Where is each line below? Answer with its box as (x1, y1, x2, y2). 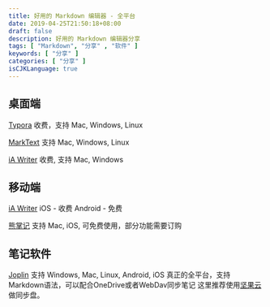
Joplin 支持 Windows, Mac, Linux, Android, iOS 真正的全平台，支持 (8, 270, 231, 280)
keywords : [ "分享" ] (8, 50, 79, 58)
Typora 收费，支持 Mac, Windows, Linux (8, 119, 144, 130)
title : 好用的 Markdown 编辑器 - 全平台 (8, 11, 136, 20)
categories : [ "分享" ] (8, 58, 87, 66)
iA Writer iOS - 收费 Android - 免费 (8, 204, 123, 214)
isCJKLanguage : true (8, 65, 79, 73)
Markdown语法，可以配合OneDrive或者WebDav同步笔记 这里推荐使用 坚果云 (8, 280, 262, 290)
